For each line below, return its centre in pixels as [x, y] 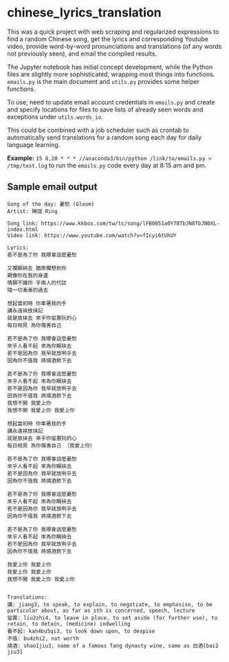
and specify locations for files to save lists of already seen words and [105, 109]
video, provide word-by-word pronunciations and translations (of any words [115, 46]
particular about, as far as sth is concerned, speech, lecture [101, 610]
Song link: [23, 223]
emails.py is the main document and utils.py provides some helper [103, 81]
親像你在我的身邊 [28, 275]
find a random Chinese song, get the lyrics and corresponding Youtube [108, 38]
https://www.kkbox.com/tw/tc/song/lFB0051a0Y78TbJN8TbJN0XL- [130, 223]
